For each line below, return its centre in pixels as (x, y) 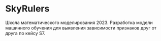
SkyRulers (27, 9)
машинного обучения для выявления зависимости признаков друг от (81, 27)
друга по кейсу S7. (25, 33)
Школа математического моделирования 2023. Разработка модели (79, 22)
